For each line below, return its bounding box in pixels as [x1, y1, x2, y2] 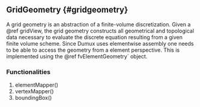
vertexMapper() [14, 88, 54, 95]
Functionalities [6, 67, 51, 76]
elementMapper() [14, 81, 59, 89]
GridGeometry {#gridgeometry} [6, 5, 129, 15]
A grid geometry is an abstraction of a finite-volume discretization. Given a [6, 20, 191, 28]
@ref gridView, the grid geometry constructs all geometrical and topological [6, 27, 194, 34]
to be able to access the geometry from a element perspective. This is [6, 46, 180, 53]
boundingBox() [14, 94, 52, 102]
